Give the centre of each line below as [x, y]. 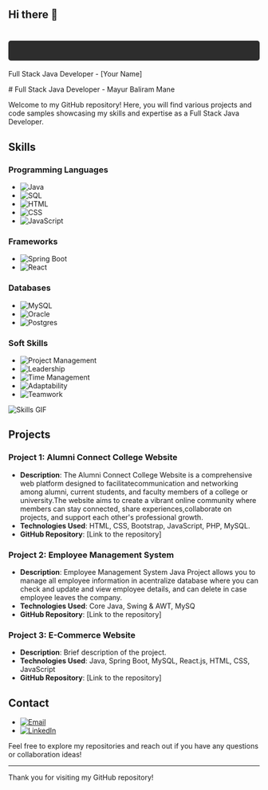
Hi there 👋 [33, 15]
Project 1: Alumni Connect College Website [93, 458]
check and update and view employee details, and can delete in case [133, 589]
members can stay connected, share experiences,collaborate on [126, 509]
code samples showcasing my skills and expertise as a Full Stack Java [124, 113]
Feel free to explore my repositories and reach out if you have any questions [134, 746]
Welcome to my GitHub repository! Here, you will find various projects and [130, 105]
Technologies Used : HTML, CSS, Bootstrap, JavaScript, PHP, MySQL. [135, 525]
